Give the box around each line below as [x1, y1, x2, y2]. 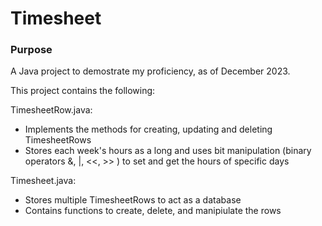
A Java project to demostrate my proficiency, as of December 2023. [10, 65, 291, 77]
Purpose [10, 43, 53, 57]
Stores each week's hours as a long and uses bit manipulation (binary [24, 145, 312, 157]
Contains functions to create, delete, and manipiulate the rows [24, 205, 282, 217]
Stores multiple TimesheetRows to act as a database [24, 194, 242, 206]
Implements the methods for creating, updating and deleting [24, 123, 273, 136]
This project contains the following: [10, 85, 156, 97]
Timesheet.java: [10, 175, 77, 187]
